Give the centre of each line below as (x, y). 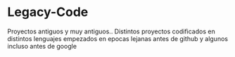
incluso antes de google (42, 46)
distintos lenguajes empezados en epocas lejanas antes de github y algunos (118, 38)
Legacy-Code (48, 12)
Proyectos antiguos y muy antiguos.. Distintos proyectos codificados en (112, 31)
